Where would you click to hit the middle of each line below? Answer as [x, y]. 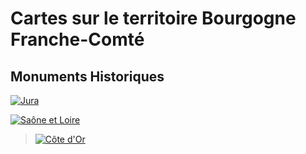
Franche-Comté [77, 39]
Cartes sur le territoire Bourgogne [153, 18]
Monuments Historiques [87, 76]
